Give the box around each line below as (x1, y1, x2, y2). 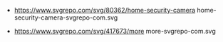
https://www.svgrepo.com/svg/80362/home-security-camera (14, 6, 196, 14)
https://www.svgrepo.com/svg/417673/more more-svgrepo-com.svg (14, 27, 216, 35)
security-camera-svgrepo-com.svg (14, 13, 118, 22)
